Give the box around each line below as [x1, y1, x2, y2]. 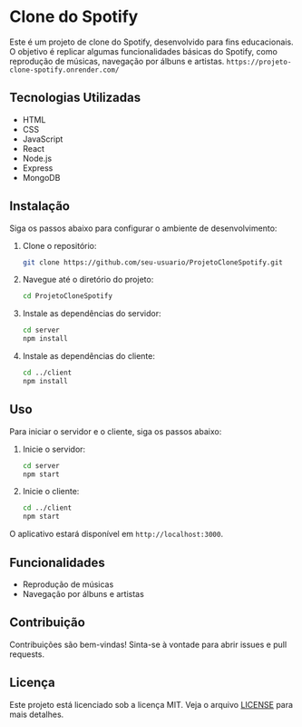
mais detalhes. [9, 709, 64, 720]
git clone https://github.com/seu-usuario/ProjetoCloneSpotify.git [22, 257, 283, 267]
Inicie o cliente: [22, 486, 80, 497]
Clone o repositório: [22, 240, 97, 251]
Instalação [9, 198, 71, 214]
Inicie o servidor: [22, 443, 86, 454]
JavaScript [22, 134, 63, 144]
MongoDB [22, 172, 61, 183]
